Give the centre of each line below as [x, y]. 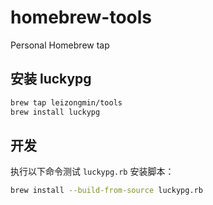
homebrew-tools [81, 17]
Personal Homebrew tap [60, 45]
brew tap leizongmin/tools [66, 102]
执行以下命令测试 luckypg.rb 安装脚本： [92, 172]
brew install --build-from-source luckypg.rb [106, 191]
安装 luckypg [51, 79]
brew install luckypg [55, 112]
